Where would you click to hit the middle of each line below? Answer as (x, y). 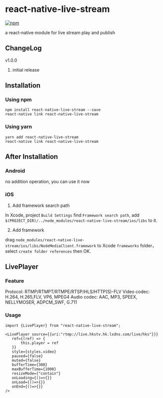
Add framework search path (41, 205)
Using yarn (19, 127)
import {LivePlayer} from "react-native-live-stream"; (63, 325)
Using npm (19, 99)
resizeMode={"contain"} (36, 373)
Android (15, 171)
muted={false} (26, 360)
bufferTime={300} (30, 365)
